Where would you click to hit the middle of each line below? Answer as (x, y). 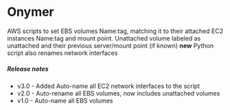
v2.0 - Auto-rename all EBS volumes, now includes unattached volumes (118, 93)
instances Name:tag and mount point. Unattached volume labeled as (104, 38)
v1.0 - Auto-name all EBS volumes (65, 100)
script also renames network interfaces (62, 53)
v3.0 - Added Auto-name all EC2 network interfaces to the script (108, 86)
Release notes (28, 69)
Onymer (31, 12)
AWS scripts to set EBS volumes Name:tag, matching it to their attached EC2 (115, 31)
